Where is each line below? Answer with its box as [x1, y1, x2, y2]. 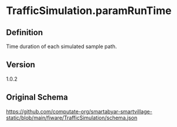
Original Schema [6, 92, 69, 102]
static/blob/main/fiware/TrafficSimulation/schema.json [6, 114, 138, 121]
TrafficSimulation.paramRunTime [6, 4, 172, 18]
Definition [6, 28, 43, 37]
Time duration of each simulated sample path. [6, 43, 117, 50]
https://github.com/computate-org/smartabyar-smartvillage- [6, 108, 152, 115]
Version [6, 60, 35, 70]
